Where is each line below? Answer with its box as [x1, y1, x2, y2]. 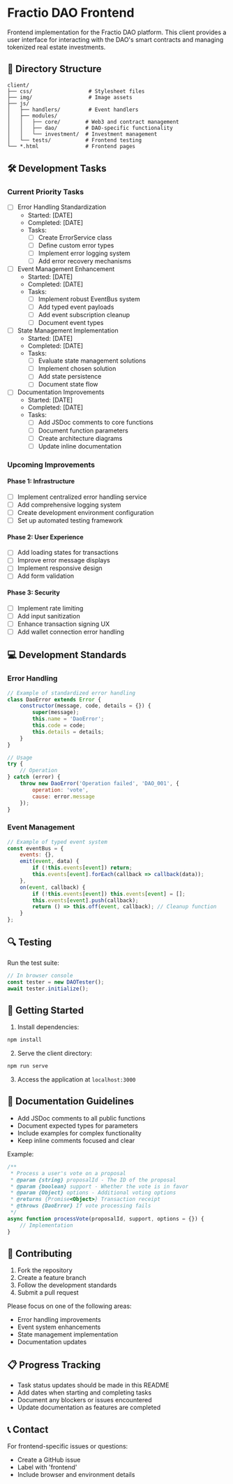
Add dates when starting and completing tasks [17, 1388, 152, 1397]
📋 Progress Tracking [7, 1359, 101, 1371]
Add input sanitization [17, 611, 80, 620]
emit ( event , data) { [20, 858, 80, 865]
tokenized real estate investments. [7, 43, 106, 51]
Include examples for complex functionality [17, 1128, 142, 1137]
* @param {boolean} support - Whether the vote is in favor [10, 1183, 189, 1190]
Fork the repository [17, 1266, 73, 1274]
